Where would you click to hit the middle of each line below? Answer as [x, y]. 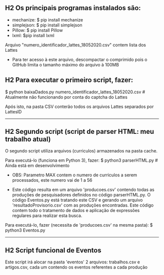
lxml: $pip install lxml [33, 35]
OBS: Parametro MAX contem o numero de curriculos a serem [75, 175]
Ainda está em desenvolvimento [37, 166]
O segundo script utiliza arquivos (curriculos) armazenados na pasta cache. [81, 151]
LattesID [13, 111]
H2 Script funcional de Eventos [53, 250]
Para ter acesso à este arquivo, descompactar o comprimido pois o [80, 59]
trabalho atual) [28, 139]
